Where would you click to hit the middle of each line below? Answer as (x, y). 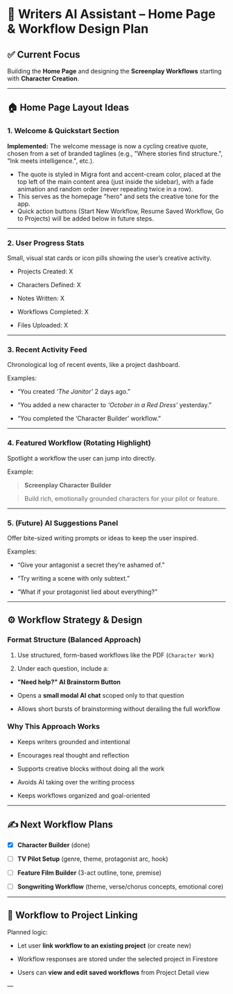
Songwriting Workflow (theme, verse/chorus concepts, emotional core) (120, 886)
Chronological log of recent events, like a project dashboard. (94, 365)
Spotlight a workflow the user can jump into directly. (81, 458)
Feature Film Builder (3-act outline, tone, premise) (89, 873)
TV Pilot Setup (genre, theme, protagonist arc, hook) (93, 859)
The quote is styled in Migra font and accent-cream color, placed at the (119, 174)
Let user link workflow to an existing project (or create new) (104, 945)
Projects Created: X (45, 271)
